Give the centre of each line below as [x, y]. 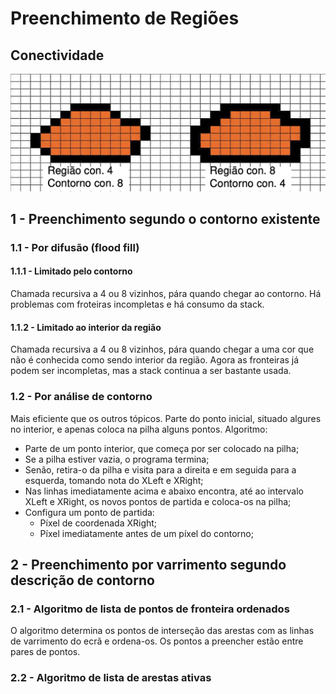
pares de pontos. [45, 652]
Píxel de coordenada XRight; [98, 523]
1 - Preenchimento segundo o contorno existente [165, 218]
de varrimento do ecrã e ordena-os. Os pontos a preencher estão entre [157, 641]
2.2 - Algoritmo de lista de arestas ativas [111, 678]
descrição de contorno [82, 580]
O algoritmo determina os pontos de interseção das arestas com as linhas [162, 631]
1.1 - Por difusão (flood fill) [75, 247]
